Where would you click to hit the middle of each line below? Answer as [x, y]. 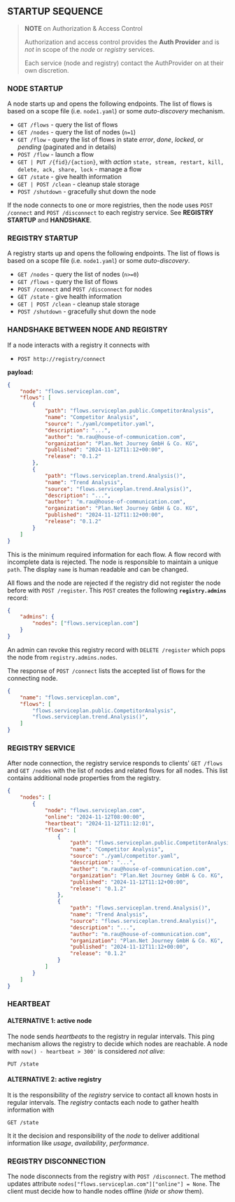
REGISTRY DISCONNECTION [57, 1161]
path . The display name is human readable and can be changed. [98, 569]
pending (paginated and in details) [67, 147]
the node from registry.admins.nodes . [62, 657]
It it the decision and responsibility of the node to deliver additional [103, 1136]
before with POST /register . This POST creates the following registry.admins [117, 590]
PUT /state [23, 1064]
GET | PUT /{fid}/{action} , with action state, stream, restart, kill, [121, 162]
